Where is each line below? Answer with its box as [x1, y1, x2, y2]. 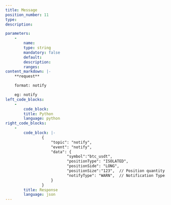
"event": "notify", [50, 144, 93, 150]
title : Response [23, 187, 58, 192]
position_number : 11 [5, 12, 49, 17]
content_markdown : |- [5, 69, 51, 74]
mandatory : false [23, 50, 60, 55]
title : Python [23, 111, 53, 117]
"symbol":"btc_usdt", [67, 154, 113, 159]
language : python [23, 116, 60, 121]
